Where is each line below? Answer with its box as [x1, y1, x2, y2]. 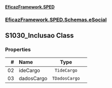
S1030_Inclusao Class [5, 31, 74, 39]
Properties [5, 46, 31, 53]
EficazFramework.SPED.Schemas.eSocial [5, 16, 107, 23]
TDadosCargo [52, 76, 80, 81]
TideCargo [55, 68, 78, 73]
